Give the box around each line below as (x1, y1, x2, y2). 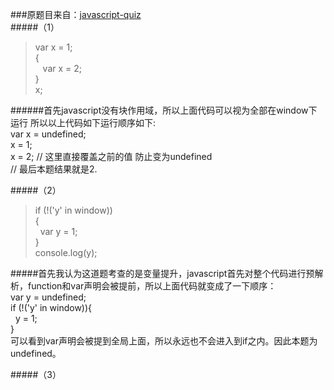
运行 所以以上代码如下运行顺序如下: (10, 117, 156, 128)
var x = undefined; (10, 128, 87, 140)
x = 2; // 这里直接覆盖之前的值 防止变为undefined (10, 151, 213, 162)
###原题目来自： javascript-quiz (10, 9, 142, 20)
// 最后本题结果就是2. (10, 163, 98, 175)
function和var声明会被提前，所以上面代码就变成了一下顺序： (27, 280, 277, 292)
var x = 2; (42, 63, 83, 74)
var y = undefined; (10, 291, 87, 303)
